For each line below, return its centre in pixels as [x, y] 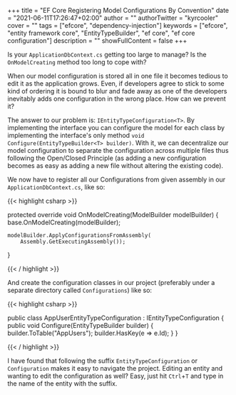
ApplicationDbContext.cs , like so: [56, 187]
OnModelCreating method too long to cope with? [77, 62]
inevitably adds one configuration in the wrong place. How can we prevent [117, 99]
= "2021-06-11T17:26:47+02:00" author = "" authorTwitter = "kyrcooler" [113, 18]
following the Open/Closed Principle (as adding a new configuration [107, 158]
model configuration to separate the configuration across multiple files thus [118, 150]
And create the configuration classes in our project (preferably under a [111, 282]
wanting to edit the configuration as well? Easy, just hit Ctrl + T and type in [116, 376]
